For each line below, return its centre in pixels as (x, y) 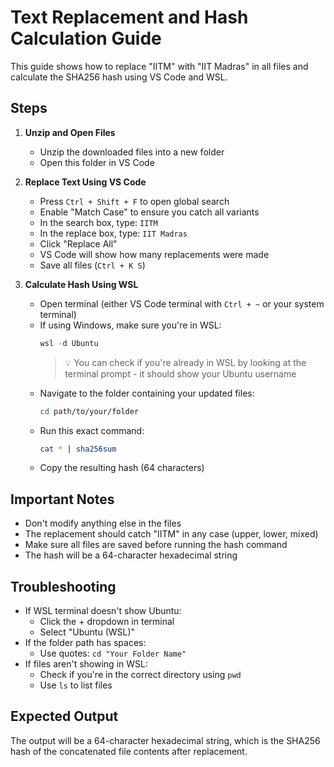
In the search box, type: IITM (98, 222)
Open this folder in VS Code (97, 162)
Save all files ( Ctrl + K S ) (92, 265)
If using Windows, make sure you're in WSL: (130, 325)
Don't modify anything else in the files (103, 523)
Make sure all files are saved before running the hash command (156, 545)
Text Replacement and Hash (129, 17)
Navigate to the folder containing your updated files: (147, 393)
